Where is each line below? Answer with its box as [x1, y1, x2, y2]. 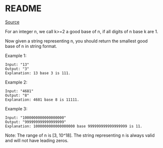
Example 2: [5, 79, 28, 85]
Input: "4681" [5, 88, 34, 93]
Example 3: [5, 106, 28, 111]
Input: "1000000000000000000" [5, 115, 67, 120]
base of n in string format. [5, 43, 57, 49]
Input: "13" [5, 62, 29, 67]
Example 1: [5, 52, 27, 59]
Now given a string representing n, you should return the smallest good [5, 38, 148, 44]
